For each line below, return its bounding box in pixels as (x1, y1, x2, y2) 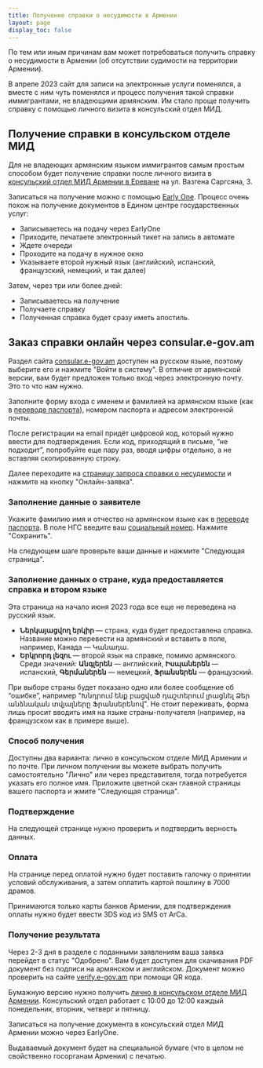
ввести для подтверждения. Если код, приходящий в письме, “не (8, 437, 228, 446)
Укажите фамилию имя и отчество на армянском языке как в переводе (8, 515, 250, 524)
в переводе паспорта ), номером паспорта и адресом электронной (8, 405, 234, 414)
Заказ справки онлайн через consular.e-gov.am (8, 335, 255, 349)
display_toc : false (8, 26, 72, 34)
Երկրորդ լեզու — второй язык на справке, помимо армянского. (19, 651, 237, 660)
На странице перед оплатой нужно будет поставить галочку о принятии (8, 869, 251, 879)
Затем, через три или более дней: (8, 281, 122, 290)
